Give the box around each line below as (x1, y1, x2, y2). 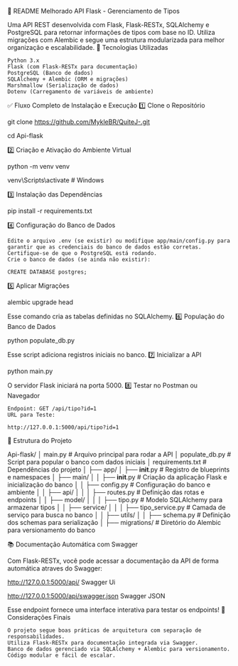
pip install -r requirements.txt (7, 207, 92, 215)
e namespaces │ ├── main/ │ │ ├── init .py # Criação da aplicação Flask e (7, 473, 227, 481)
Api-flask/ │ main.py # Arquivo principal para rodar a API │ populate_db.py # (7, 450, 232, 459)
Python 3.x (7, 57, 40, 64)
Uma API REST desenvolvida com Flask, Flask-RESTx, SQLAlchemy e (7, 21, 210, 28)
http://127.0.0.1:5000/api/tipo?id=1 (7, 424, 119, 431)
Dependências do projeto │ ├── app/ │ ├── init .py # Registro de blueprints (7, 465, 230, 474)
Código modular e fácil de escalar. (7, 652, 116, 659)
